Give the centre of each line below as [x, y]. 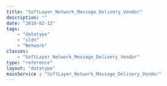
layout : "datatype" [31, 68]
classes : [17, 51]
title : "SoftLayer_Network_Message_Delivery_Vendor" [74, 12]
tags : [13, 29]
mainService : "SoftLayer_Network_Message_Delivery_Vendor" [84, 74]
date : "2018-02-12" [31, 23]
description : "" [27, 18]
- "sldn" [28, 40]
